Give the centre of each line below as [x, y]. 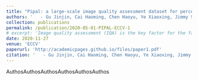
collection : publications [38, 22]
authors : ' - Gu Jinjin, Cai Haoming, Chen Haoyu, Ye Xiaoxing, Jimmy [97, 17]
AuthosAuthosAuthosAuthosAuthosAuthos [58, 71]
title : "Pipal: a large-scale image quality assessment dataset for [92, 11]
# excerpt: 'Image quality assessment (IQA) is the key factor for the [96, 33]
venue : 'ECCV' [24, 44]
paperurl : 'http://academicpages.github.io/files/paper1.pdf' [84, 50]
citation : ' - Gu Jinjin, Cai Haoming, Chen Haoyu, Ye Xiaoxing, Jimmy [99, 55]
